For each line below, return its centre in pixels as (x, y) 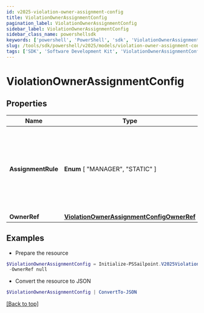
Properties (27, 104)
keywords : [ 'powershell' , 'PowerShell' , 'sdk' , (68, 40)
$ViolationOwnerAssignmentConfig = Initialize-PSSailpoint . (84, 264)
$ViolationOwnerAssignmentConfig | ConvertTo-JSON (72, 292)
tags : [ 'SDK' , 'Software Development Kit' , (62, 52)
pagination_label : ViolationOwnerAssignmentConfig (72, 23)
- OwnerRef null (28, 270)
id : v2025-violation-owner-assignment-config (65, 12)
